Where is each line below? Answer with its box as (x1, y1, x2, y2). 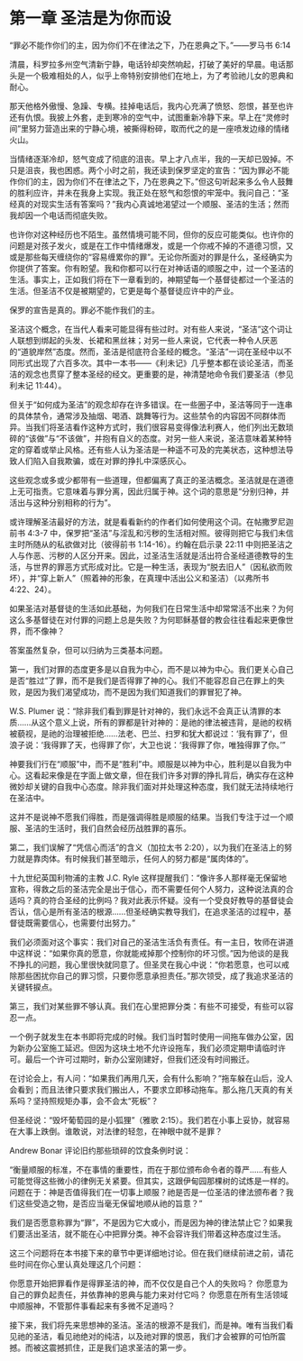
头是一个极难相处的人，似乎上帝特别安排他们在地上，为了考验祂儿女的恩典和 (9, 69, 294, 81)
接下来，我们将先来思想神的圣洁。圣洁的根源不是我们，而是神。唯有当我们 (9, 1320, 286, 1330)
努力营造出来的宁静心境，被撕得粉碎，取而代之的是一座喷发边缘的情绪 (28, 123, 290, 133)
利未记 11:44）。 (9, 379, 67, 390)
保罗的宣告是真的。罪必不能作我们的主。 (9, 304, 160, 315)
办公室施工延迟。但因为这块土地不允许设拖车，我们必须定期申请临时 (24, 1042, 278, 1053)
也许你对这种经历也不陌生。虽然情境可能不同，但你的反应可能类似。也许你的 (9, 229, 294, 240)
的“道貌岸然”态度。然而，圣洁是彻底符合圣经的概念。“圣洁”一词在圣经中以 (9, 346, 284, 357)
